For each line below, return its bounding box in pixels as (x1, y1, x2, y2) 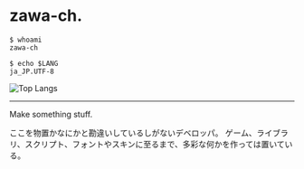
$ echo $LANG (9, 59, 59, 68)
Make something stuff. (9, 108, 93, 119)
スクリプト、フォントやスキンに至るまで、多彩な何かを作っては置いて (24, 138, 285, 149)
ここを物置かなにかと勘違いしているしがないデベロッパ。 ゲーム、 (9, 127, 258, 138)
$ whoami (9, 35, 43, 44)
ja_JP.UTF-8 (9, 67, 54, 76)
